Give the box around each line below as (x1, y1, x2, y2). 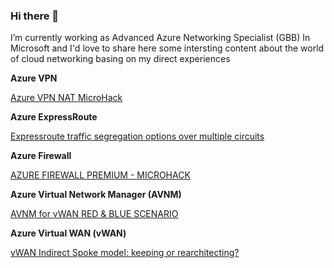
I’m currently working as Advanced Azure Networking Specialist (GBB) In (10, 32, 311, 44)
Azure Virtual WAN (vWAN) (10, 227, 127, 239)
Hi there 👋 (10, 9, 60, 23)
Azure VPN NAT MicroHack (10, 92, 123, 104)
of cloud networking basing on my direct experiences (10, 53, 231, 65)
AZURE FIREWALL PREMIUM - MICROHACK (10, 169, 191, 181)
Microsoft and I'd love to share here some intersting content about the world (10, 42, 325, 54)
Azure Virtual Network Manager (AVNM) (10, 189, 182, 201)
